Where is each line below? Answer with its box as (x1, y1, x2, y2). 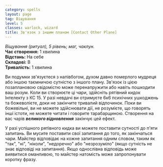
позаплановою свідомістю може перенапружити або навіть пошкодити (5, 84, 155, 90)
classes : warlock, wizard (5, 26, 58, 30)
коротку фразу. (5, 157, 37, 162)
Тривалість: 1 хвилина (5, 64, 52, 70)
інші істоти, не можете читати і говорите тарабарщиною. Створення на (5, 111, 154, 116)
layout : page (5, 12, 32, 17)
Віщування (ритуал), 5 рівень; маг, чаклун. (5, 44, 95, 49)
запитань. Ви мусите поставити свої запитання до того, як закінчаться (5, 131, 153, 136)
